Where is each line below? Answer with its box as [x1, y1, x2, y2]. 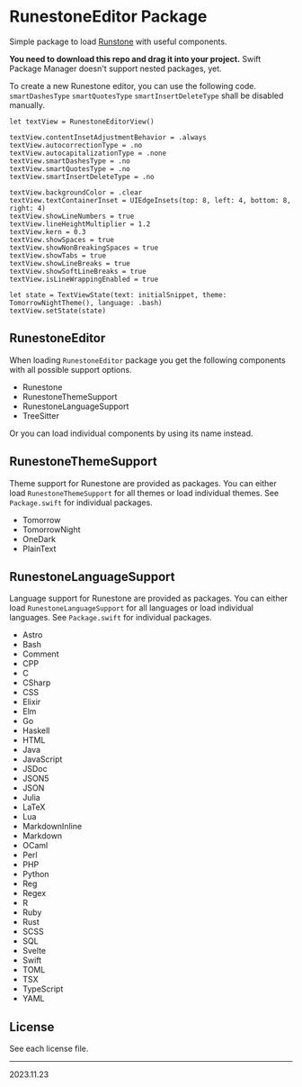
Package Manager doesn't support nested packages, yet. [9, 63, 222, 74]
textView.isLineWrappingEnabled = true [9, 275, 159, 284]
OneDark [22, 533, 57, 544]
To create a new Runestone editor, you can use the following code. [9, 80, 257, 91]
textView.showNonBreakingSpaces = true [9, 243, 159, 252]
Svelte [22, 946, 47, 956]
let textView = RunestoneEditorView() [9, 117, 155, 126]
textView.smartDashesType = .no [9, 156, 130, 166]
